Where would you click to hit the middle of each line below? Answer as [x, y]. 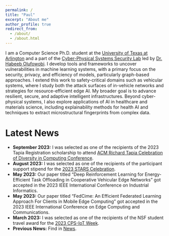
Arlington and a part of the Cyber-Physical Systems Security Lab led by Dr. [84, 58]
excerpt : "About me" [27, 19]
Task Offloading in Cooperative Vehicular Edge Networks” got [96, 179]
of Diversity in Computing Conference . [53, 158]
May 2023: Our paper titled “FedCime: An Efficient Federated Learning [87, 196]
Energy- [153, 174]
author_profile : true [28, 24]
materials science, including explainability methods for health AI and [77, 107]
